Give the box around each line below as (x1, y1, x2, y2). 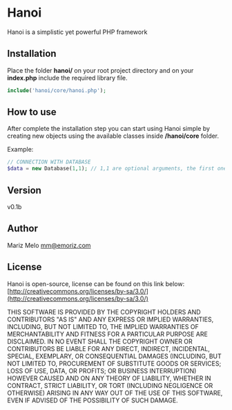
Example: (7, 145, 34, 154)
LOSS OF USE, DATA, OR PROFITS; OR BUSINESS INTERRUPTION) (7, 366, 197, 375)
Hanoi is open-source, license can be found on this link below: (7, 279, 185, 288)
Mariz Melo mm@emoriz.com (7, 241, 91, 249)
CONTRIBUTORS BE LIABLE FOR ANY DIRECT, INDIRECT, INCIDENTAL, (7, 344, 211, 353)
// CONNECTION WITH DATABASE (7, 159, 91, 166)
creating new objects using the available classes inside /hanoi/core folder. (7, 132, 220, 140)
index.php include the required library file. (7, 73, 128, 82)
